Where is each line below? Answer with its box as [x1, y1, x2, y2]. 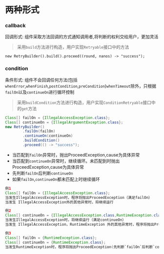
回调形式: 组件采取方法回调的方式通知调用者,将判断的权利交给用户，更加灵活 [5, 34, 159, 39]
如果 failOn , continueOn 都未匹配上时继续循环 [12, 176, 100, 182]
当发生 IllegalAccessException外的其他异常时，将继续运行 [5, 199, 114, 205]
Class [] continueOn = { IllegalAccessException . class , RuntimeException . [5, 213, 154, 218]
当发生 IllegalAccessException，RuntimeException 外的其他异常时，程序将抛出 [5, 222, 155, 227]
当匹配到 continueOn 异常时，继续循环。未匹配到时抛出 [12, 158, 120, 164]
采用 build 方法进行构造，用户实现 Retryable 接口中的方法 [17, 44, 129, 50]
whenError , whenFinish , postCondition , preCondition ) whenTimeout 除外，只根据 [5, 83, 157, 89]
